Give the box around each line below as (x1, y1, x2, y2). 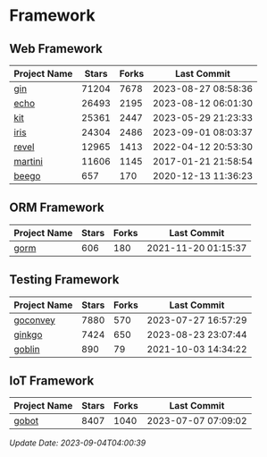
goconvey (13, 314, 56, 326)
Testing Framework (9, 272, 120, 287)
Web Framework (9, 41, 103, 56)
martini (13, 156, 43, 167)
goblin (13, 343, 40, 355)
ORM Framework (9, 200, 104, 216)
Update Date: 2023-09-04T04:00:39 (9, 437, 146, 448)
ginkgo (13, 328, 43, 341)
